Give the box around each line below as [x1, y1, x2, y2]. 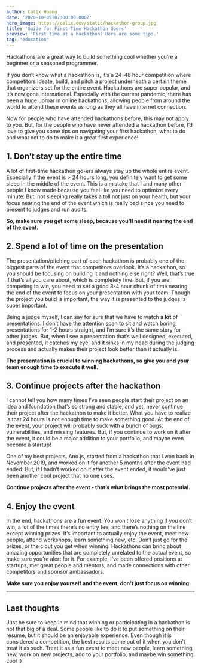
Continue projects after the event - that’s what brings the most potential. [6, 484, 190, 491]
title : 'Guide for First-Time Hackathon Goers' [6, 25, 127, 32]
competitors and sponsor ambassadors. [6, 568, 105, 576]
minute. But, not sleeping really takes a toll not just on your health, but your [6, 193, 191, 200]
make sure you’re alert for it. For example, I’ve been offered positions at [6, 555, 182, 562]
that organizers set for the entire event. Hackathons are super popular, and [6, 84, 190, 91]
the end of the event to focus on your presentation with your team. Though [6, 289, 190, 296]
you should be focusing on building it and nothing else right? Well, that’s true [6, 270, 195, 277]
